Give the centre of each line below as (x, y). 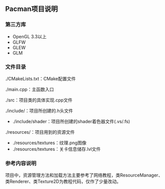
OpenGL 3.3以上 (30, 36)
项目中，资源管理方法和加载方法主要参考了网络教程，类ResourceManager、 (84, 175)
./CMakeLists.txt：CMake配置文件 (41, 78)
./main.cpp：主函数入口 (30, 89)
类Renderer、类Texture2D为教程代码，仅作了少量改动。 (63, 181)
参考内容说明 (21, 163)
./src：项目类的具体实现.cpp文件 (39, 100)
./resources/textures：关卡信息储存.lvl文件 (57, 149)
